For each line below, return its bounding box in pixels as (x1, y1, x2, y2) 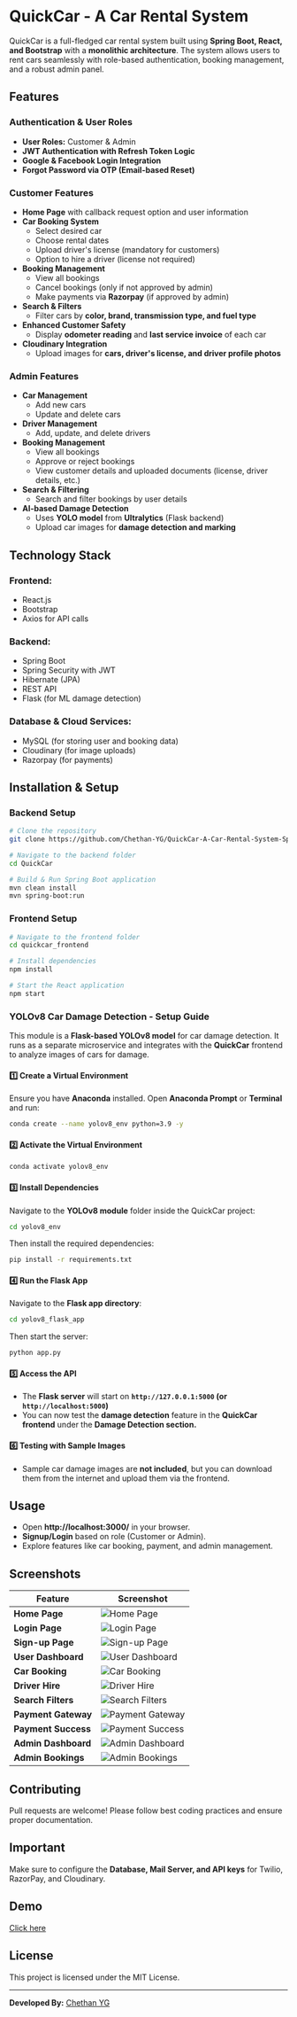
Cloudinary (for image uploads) (21, 744, 136, 755)
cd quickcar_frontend (9, 941, 89, 950)
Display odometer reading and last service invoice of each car (34, 329, 267, 339)
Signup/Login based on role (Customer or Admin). (21, 1531, 206, 1542)
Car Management (21, 390, 88, 401)
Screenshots (9, 1566, 81, 1581)
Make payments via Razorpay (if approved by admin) (34, 291, 230, 302)
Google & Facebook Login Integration (21, 155, 162, 166)
